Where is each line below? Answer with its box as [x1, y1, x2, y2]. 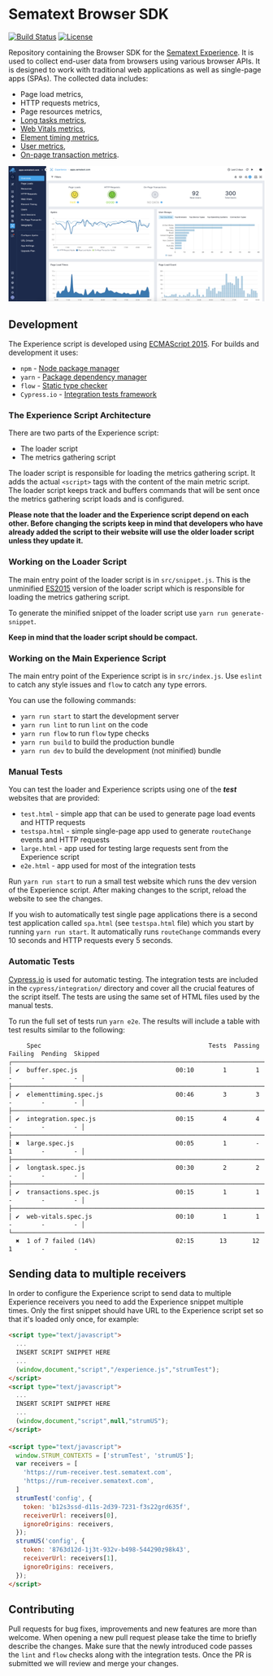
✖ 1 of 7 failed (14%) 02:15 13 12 [15, 1237, 260, 1245]
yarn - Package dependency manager [19, 372, 148, 382]
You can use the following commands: [8, 695, 136, 705]
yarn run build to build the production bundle [19, 737, 175, 747]
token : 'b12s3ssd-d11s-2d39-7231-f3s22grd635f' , [23, 1503, 191, 1511]
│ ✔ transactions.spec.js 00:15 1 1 [8, 1188, 260, 1196]
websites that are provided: [8, 793, 100, 803]
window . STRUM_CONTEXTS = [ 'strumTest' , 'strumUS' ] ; [15, 1451, 195, 1460]
